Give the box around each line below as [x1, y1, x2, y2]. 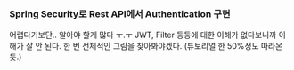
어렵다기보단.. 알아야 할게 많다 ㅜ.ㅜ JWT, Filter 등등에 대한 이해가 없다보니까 [9, 29, 277, 41]
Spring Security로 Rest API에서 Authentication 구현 [9, 7, 231, 19]
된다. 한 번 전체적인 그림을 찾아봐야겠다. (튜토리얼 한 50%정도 [44, 41, 260, 51]
